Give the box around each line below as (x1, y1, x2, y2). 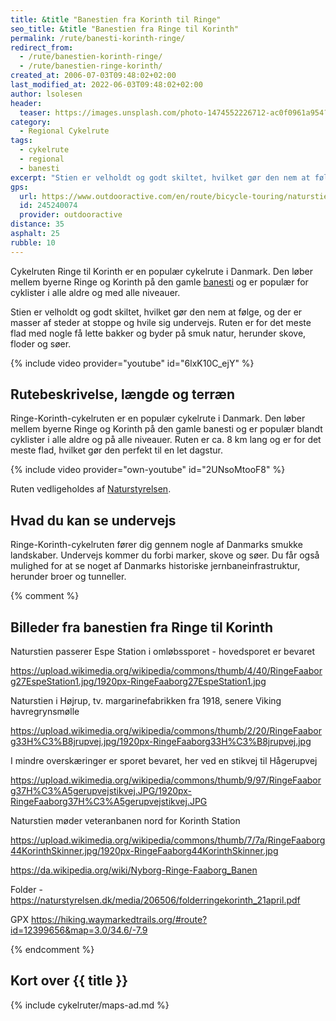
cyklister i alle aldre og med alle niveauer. (10, 286, 181, 298)
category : (10, 117, 52, 127)
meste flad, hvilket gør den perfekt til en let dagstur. (10, 444, 224, 456)
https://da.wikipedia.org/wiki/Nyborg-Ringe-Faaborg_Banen (10, 864, 258, 876)
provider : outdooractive (19, 210, 123, 220)
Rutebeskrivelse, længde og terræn (10, 386, 236, 403)
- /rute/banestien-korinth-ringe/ (19, 52, 163, 62)
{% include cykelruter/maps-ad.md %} (10, 999, 170, 1011)
